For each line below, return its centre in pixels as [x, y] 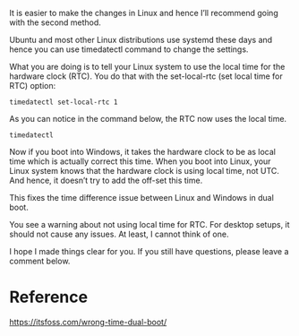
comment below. [40, 261]
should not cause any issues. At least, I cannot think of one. [119, 234]
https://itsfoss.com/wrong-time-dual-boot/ [88, 322]
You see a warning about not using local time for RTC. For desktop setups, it [149, 224]
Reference [48, 297]
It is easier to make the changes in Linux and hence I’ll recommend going [144, 13]
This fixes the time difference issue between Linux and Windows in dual [142, 198]
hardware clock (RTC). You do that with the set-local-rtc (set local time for [146, 76]
